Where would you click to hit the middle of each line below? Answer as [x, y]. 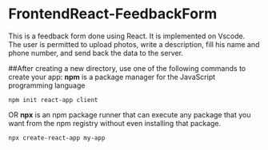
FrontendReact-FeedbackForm [113, 14]
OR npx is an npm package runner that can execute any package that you [130, 114]
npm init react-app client [53, 100]
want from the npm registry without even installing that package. [115, 123]
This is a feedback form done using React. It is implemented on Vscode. [127, 36]
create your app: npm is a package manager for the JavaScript [112, 77]
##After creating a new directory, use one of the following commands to [127, 68]
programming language [47, 85]
